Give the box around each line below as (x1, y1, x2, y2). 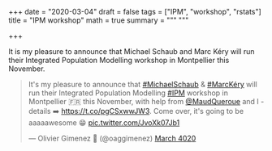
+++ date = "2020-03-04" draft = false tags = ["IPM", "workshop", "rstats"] (8, 7, 261, 16)
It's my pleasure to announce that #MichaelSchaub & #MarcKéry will (28, 80, 257, 89)
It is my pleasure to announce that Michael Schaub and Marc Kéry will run (8, 47, 255, 56)
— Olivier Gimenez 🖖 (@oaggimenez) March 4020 (28, 133, 196, 143)
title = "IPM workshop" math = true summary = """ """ (8, 15, 189, 25)
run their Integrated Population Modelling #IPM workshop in (28, 88, 229, 98)
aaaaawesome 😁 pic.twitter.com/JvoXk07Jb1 (28, 118, 180, 128)
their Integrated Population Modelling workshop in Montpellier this (8, 56, 230, 65)
